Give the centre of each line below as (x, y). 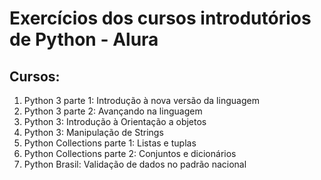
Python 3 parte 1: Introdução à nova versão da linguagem (141, 100)
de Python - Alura (84, 39)
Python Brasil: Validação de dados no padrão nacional (135, 164)
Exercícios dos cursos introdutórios (160, 18)
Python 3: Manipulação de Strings (93, 132)
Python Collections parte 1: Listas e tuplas (110, 143)
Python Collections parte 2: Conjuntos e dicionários (130, 153)
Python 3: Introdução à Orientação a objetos (115, 121)
